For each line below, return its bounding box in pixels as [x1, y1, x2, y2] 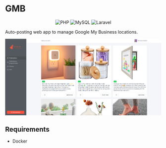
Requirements [5, 125, 50, 134]
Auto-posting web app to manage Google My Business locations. [5, 29, 138, 35]
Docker [12, 138, 28, 144]
